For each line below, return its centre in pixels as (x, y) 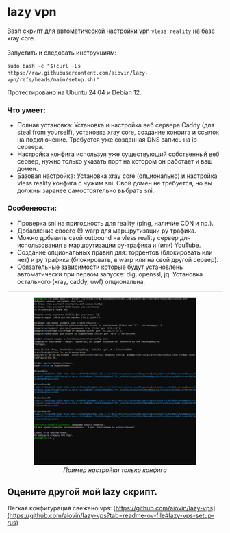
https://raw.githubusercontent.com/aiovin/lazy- (78, 73)
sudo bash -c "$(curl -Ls (44, 66)
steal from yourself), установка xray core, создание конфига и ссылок (118, 132)
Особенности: (32, 208)
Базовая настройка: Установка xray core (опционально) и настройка (117, 176)
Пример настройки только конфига (115, 470)
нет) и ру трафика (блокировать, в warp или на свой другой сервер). (118, 259)
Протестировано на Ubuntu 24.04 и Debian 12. (74, 92)
